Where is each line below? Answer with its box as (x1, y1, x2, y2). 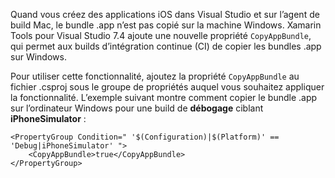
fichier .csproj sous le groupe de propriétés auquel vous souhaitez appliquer (10, 81, 325, 93)
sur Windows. (10, 51, 67, 63)
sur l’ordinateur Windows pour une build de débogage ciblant (10, 102, 264, 114)
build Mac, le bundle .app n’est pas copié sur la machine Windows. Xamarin (10, 19, 322, 31)
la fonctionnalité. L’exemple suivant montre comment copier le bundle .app (10, 92, 318, 103)
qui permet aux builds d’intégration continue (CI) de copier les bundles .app (10, 40, 322, 52)
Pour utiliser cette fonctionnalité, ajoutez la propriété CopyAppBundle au (10, 70, 300, 82)
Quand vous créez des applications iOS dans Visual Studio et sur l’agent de (10, 9, 320, 20)
